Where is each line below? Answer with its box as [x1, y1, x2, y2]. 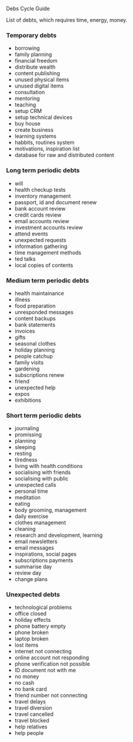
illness [14, 296, 31, 303]
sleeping [14, 444, 36, 451]
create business [14, 127, 54, 134]
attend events [14, 230, 48, 237]
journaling [14, 425, 39, 432]
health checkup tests [14, 186, 66, 193]
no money [14, 673, 39, 680]
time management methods [14, 249, 81, 256]
